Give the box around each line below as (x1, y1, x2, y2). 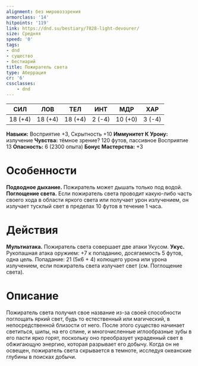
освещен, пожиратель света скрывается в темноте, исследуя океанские (6, 346, 192, 354)
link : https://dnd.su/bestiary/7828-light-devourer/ (6, 25, 140, 32)
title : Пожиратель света (6, 64, 68, 70)
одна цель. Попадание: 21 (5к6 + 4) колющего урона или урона (6, 255, 167, 262)
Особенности (6, 164, 77, 177)
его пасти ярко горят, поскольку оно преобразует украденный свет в (6, 334, 183, 341)
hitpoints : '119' (6, 20, 49, 26)
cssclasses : (6, 81, 36, 87)
